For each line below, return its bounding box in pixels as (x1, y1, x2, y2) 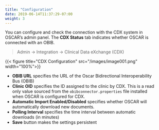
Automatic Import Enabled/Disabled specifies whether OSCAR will (12, 99, 147, 105)
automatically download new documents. (12, 104, 95, 110)
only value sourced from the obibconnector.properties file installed (12, 88, 147, 95)
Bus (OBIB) (12, 78, 35, 84)
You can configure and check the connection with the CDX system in (5, 30, 143, 35)
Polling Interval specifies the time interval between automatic (12, 109, 136, 115)
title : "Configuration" (5, 7, 53, 12)
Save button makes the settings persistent (12, 119, 97, 125)
